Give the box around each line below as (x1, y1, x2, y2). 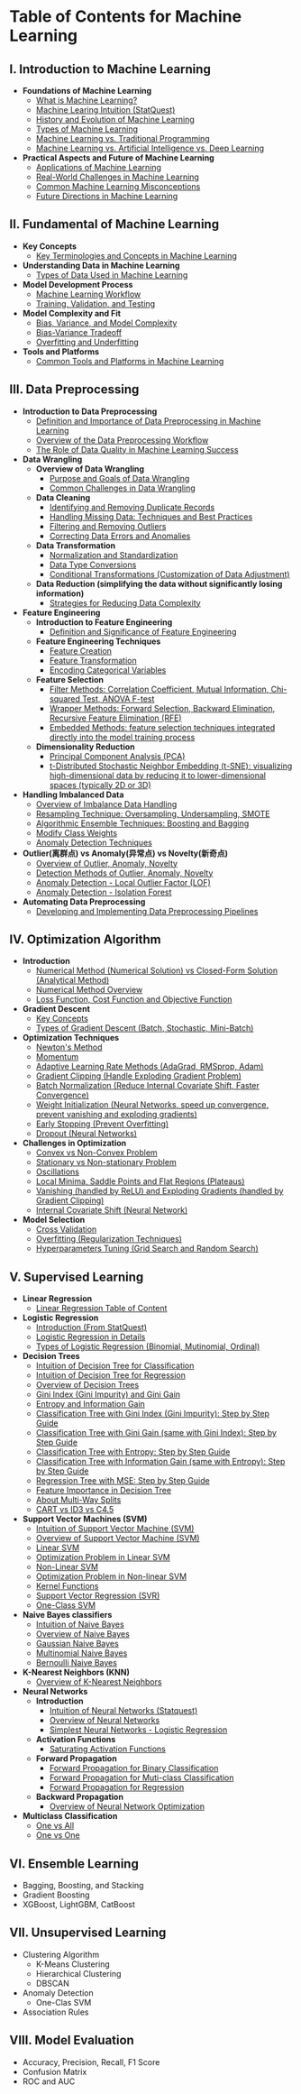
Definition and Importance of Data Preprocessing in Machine (35, 415, 261, 426)
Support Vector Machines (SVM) (22, 1513, 148, 1525)
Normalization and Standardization (49, 549, 178, 560)
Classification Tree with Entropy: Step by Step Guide (35, 1447, 231, 1457)
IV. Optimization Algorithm (9, 932, 161, 948)
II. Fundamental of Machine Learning (9, 216, 219, 232)
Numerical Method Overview (35, 985, 143, 996)
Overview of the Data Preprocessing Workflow (35, 435, 209, 445)
